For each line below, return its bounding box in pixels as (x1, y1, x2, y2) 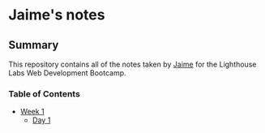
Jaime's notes (8, 6, 105, 24)
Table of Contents (8, 88, 81, 99)
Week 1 (19, 107, 45, 117)
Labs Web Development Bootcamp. (8, 68, 127, 78)
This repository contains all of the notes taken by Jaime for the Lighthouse (8, 59, 257, 69)
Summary (8, 38, 59, 52)
